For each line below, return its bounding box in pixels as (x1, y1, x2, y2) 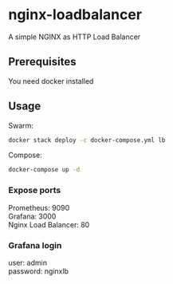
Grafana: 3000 (8, 211, 57, 221)
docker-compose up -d (8, 166, 81, 174)
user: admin (8, 258, 48, 267)
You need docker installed (8, 76, 94, 85)
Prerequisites (8, 55, 77, 69)
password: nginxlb (8, 266, 69, 276)
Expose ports (8, 185, 61, 196)
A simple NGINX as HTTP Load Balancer (8, 32, 141, 41)
